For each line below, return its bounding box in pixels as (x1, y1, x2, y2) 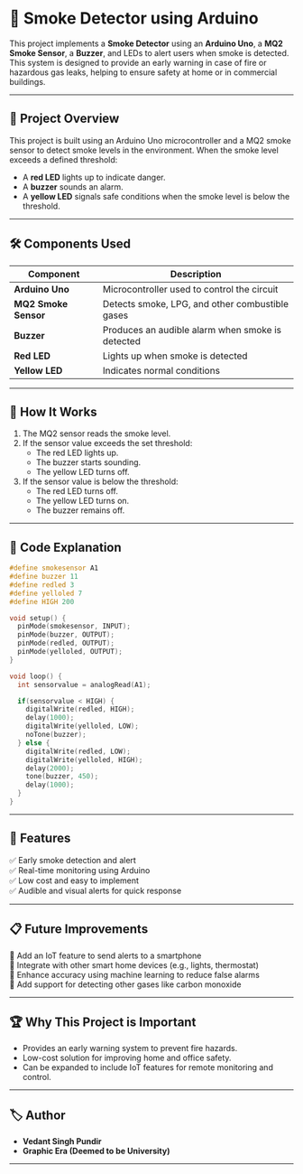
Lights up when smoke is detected (102, 349, 248, 362)
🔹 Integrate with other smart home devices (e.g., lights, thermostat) (9, 959, 259, 970)
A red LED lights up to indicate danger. (22, 172, 166, 182)
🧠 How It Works (9, 404, 97, 419)
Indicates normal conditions (102, 364, 221, 377)
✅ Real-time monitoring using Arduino (9, 864, 151, 875)
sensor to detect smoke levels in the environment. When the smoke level (9, 144, 280, 155)
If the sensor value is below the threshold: (22, 476, 179, 487)
